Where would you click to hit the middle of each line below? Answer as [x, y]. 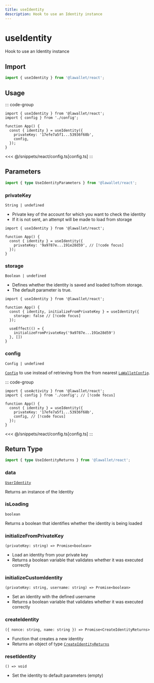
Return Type [24, 449]
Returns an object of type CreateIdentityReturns [61, 644]
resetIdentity [21, 656]
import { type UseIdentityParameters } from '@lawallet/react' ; [71, 183]
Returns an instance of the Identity [39, 492]
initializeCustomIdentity [34, 578]
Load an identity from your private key [50, 555]
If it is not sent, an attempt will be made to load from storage [72, 219]
